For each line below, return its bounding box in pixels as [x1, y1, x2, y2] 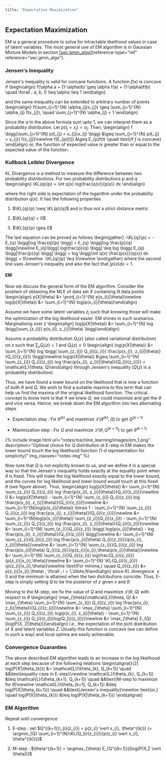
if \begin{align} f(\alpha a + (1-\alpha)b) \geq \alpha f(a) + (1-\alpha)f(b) [5, 84, 151, 90]
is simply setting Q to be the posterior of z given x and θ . [15, 578, 131, 585]
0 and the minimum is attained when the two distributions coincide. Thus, [5, 573, 155, 579]
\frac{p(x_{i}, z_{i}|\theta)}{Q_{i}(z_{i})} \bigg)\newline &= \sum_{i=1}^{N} [5, 531, 154, 537]
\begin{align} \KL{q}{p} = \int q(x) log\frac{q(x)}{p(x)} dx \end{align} [5, 181, 145, 187]
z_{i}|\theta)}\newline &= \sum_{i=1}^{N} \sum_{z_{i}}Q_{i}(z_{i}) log [5, 542, 143, 547]
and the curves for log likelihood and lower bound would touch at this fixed [5, 478, 158, 484]
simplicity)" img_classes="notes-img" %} [5, 452, 90, 458]
